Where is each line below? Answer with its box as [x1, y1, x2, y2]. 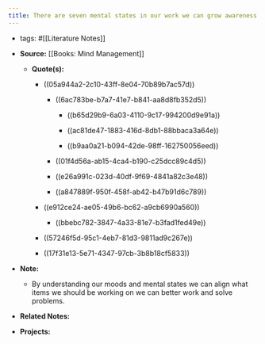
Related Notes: [19, 311, 70, 321]
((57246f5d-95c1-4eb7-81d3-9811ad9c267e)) [43, 233, 193, 243]
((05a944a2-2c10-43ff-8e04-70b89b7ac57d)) [43, 79, 195, 89]
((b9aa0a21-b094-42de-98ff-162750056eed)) [67, 140, 219, 151]
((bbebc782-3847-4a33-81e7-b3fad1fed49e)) [55, 217, 206, 227]
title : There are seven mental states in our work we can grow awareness [8, 11, 258, 20]
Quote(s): [31, 64, 65, 74]
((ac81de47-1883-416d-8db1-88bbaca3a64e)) [67, 125, 220, 135]
